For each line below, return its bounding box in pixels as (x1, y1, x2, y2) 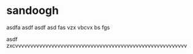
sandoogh (6, 4, 59, 18)
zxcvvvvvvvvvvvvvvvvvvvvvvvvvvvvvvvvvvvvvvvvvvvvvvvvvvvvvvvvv (6, 42, 187, 49)
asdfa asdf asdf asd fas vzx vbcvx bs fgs (6, 24, 110, 31)
